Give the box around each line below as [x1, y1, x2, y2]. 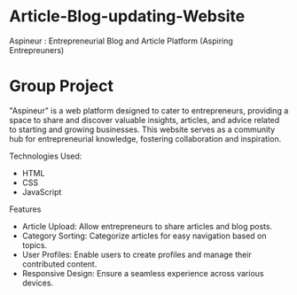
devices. [21, 277, 54, 288]
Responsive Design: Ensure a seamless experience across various [21, 268, 264, 278]
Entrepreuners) [9, 44, 65, 55]
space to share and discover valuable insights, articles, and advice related [9, 114, 280, 125]
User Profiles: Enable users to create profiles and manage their [21, 249, 253, 260]
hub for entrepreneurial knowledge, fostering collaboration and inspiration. [9, 133, 282, 144]
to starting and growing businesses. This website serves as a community [9, 124, 276, 135]
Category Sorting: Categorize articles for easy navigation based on [21, 230, 267, 241]
